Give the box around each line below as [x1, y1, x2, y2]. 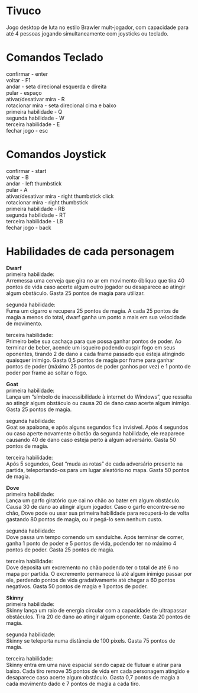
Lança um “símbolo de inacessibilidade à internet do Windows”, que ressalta [6, 393, 192, 400]
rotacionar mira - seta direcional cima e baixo [6, 102, 116, 109]
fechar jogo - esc [6, 127, 48, 134]
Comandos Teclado [6, 51, 103, 65]
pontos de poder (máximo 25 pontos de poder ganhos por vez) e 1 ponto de [6, 362, 191, 370]
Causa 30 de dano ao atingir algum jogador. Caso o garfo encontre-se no [6, 503, 185, 510]
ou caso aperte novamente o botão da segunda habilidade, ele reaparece [6, 429, 185, 437]
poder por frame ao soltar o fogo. [6, 369, 87, 376]
